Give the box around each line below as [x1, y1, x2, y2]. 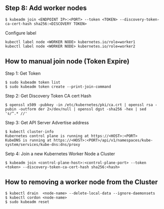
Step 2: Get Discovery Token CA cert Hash [5, 93, 92, 99]
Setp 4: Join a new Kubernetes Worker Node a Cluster [5, 150, 115, 157]
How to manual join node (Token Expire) [5, 57, 130, 66]
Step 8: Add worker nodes [5, 4, 87, 12]
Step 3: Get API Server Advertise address [5, 119, 89, 125]
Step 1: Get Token [5, 70, 41, 76]
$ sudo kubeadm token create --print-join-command [5, 84, 111, 89]
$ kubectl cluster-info [5, 129, 54, 134]
